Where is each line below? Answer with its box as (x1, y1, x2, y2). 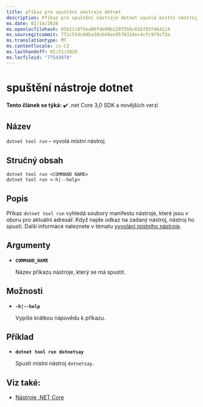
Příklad (6, 332, 34, 342)
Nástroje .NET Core (15, 394, 64, 401)
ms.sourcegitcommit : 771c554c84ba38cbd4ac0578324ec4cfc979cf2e (6, 32, 171, 38)
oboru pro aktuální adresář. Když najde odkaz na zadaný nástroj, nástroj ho (6, 216, 195, 223)
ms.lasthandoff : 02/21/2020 (6, 49, 78, 55)
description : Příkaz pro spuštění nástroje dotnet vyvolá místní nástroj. (6, 15, 201, 21)
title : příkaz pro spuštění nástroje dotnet (6, 9, 121, 15)
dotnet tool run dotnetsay (15, 349, 84, 355)
